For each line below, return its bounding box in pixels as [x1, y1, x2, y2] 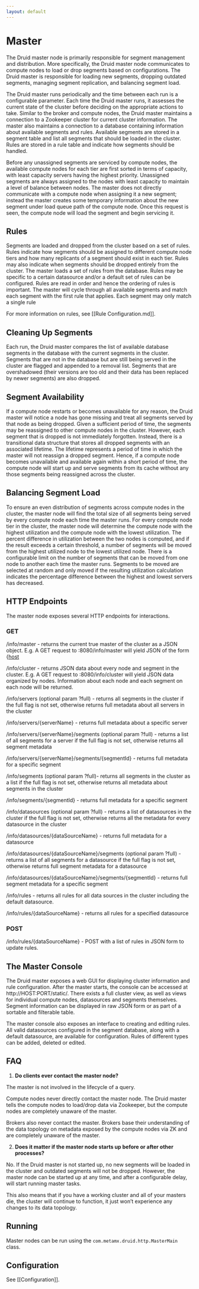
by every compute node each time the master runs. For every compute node [6, 516, 192, 523]
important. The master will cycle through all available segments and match [6, 286, 188, 294]
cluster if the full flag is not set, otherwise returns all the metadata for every [6, 814, 191, 822]
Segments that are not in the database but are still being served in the [6, 356, 176, 363]
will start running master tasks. [6, 1180, 82, 1187]
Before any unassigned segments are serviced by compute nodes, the [6, 158, 178, 166]
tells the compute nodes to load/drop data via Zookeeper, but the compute [6, 1101, 188, 1108]
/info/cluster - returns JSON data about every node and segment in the [6, 664, 179, 671]
